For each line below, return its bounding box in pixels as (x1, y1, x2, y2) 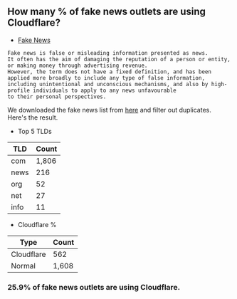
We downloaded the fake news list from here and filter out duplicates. (7, 105, 211, 114)
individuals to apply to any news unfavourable (33, 87, 177, 94)
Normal (11, 261, 36, 271)
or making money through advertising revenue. (7, 62, 148, 69)
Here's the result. (7, 113, 58, 122)
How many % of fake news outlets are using (7, 6, 206, 18)
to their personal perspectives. (7, 93, 107, 100)
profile (7, 87, 31, 94)
